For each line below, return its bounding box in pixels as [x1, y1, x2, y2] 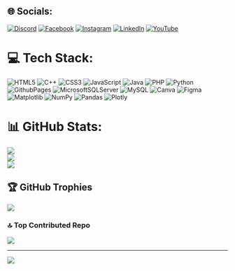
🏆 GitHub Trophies [7, 181, 93, 193]
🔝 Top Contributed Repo [7, 221, 91, 230]
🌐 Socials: [7, 6, 53, 18]
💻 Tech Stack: [7, 50, 94, 66]
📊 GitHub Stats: [7, 118, 103, 134]
